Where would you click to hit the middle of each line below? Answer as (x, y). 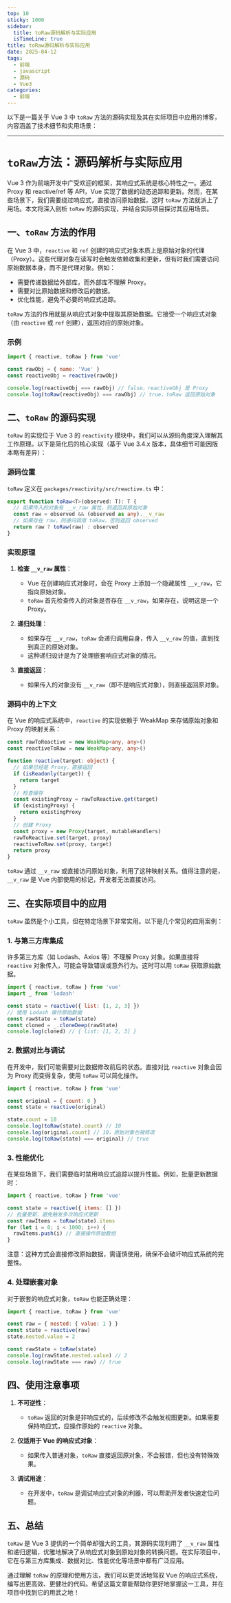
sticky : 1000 (26, 20)
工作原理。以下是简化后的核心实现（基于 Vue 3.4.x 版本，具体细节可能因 (110, 444)
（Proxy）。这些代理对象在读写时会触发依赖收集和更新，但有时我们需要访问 (113, 259)
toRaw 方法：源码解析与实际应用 (95, 163)
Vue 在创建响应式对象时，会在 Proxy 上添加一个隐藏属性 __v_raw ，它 (124, 583)
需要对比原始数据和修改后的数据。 (65, 290)
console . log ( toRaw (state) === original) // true (78, 1139)
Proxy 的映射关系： (34, 729)
